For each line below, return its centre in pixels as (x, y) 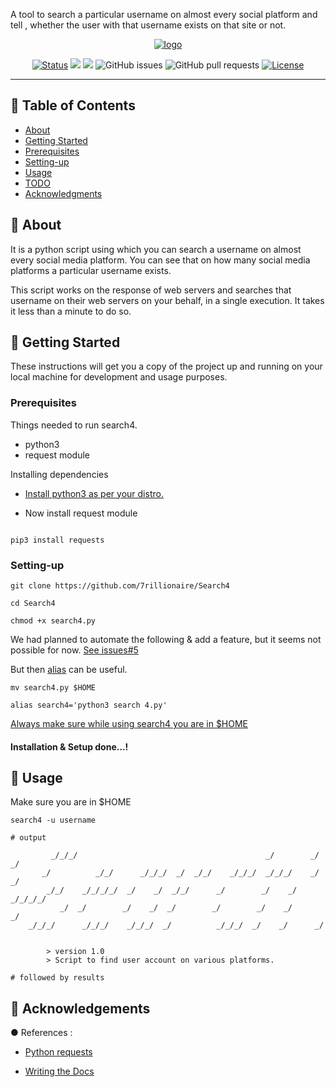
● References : (41, 1033)
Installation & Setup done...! (69, 746)
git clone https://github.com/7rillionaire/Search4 (120, 586)
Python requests (58, 1052)
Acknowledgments (63, 193)
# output (28, 838)
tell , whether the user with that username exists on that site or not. (148, 25)
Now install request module (81, 513)
